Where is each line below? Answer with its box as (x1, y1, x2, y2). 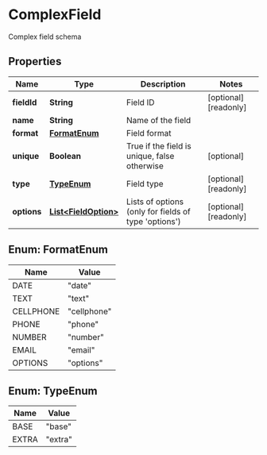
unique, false (126, 150, 175, 161)
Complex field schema (8, 32, 82, 41)
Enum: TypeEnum (8, 384, 98, 398)
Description (140, 78, 186, 89)
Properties (8, 55, 62, 68)
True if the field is (126, 141, 192, 152)
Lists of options (126, 196, 184, 207)
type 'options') (126, 216, 181, 227)
